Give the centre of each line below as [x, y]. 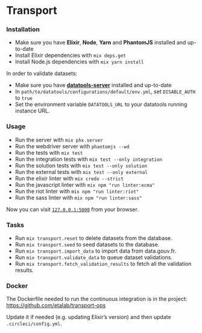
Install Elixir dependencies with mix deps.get [71, 56]
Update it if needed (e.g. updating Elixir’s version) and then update [89, 317]
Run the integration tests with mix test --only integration [89, 159]
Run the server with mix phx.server [59, 140]
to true [24, 98]
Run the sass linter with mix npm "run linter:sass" [78, 198]
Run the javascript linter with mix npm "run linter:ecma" [85, 184]
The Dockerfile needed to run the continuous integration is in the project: [97, 299]
